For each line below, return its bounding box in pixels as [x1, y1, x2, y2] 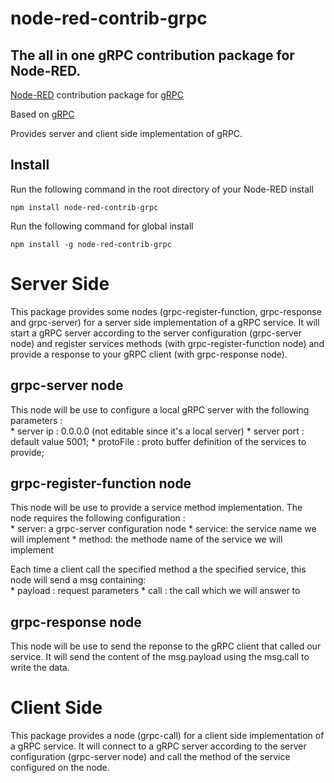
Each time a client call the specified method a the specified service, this [10, 563, 307, 576]
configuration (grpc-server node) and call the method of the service [10, 751, 291, 763]
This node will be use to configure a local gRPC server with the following [10, 403, 310, 416]
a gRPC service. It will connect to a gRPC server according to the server [10, 740, 307, 752]
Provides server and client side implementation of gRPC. [10, 128, 243, 139]
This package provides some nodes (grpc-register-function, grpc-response [10, 305, 322, 317]
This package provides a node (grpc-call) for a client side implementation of [10, 730, 325, 742]
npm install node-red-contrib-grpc [10, 202, 159, 212]
